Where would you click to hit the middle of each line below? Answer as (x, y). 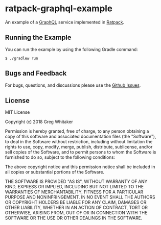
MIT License (18, 112)
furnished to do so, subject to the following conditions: (60, 157)
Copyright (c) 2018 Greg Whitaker (39, 122)
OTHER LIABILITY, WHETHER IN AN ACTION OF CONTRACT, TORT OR (76, 208)
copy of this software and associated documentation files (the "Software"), (81, 137)
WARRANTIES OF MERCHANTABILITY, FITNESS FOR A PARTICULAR (74, 192)
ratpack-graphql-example (59, 9)
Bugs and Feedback (36, 73)
